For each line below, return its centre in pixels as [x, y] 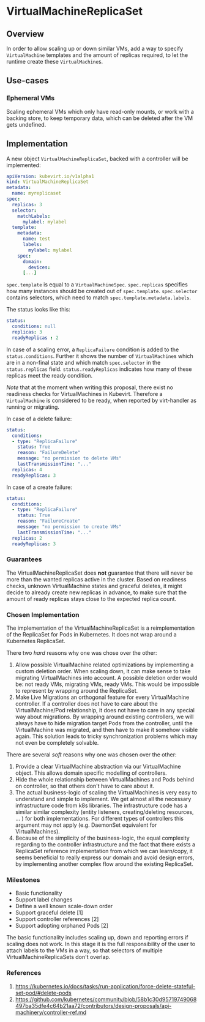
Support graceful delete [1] [49, 912]
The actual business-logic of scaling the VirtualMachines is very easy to [106, 793]
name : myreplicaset [37, 193]
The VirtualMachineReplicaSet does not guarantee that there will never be [100, 573]
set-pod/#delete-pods [43, 993]
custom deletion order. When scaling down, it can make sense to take [103, 671]
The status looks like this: [38, 310]
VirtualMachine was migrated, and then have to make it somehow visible [106, 730]
